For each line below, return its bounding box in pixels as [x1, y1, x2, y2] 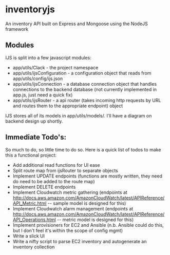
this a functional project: [5, 152, 57, 158]
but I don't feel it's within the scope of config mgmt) [12, 227, 123, 233]
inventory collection [12, 244, 55, 250]
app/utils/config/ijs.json [12, 75, 63, 82]
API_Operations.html [12, 217, 56, 223]
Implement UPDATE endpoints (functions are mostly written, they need [12, 173, 163, 179]
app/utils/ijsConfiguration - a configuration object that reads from [12, 70, 152, 76]
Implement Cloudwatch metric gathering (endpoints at [12, 189, 127, 195]
